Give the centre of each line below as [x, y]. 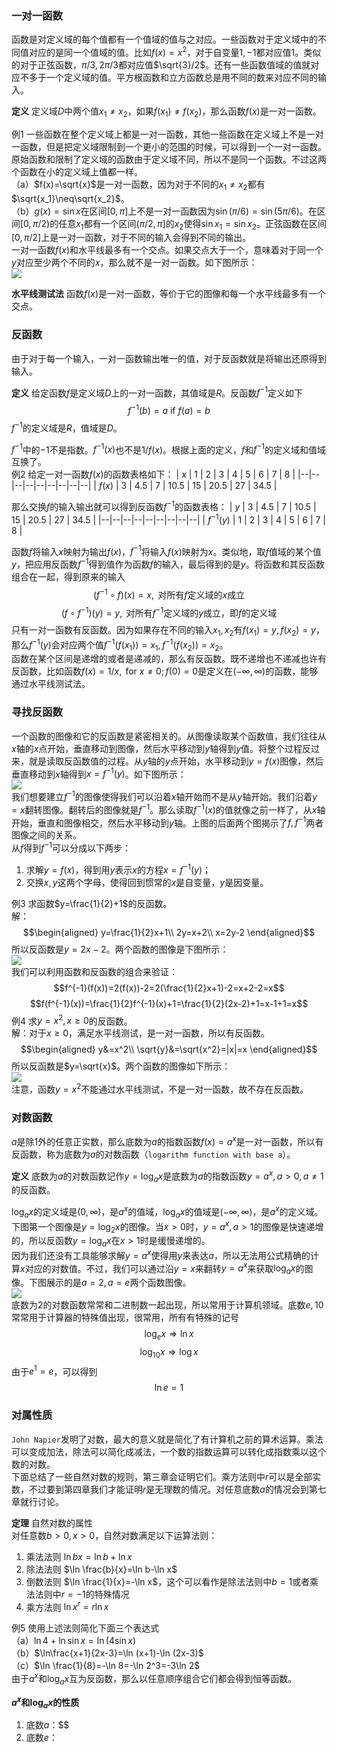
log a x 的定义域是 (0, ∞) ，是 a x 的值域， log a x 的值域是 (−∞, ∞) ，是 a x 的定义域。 [167, 1212]
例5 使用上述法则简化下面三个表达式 [85, 1628]
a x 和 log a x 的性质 [45, 1702]
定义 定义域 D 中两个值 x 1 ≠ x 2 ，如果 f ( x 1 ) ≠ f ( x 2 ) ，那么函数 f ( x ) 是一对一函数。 [166, 112]
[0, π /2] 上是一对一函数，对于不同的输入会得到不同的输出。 [131, 238]
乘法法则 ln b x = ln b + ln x [79, 1556]
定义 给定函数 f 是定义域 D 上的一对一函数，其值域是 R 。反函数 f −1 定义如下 [157, 392]
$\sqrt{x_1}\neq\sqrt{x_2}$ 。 [70, 198]
